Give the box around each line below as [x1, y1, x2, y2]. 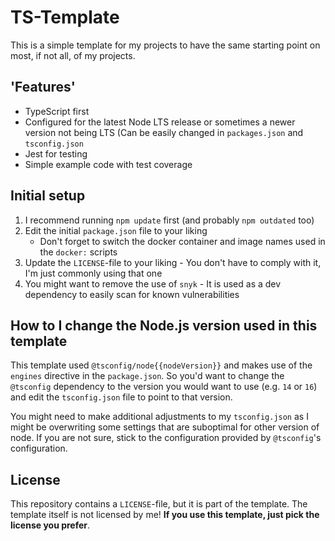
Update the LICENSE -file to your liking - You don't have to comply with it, [24, 256, 322, 268]
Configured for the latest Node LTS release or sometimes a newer [24, 116, 296, 128]
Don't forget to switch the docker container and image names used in [39, 235, 326, 247]
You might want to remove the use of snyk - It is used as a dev [24, 277, 282, 290]
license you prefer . [10, 519, 91, 531]
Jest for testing [24, 147, 88, 160]
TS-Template [10, 6, 120, 29]
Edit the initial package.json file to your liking [24, 224, 208, 236]
